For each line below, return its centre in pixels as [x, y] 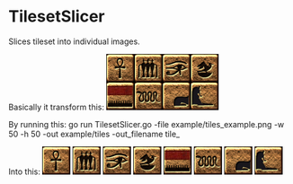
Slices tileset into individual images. [74, 41]
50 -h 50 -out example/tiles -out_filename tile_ [94, 134]
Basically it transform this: [57, 107]
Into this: [25, 171]
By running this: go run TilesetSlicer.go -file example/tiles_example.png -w [146, 124]
